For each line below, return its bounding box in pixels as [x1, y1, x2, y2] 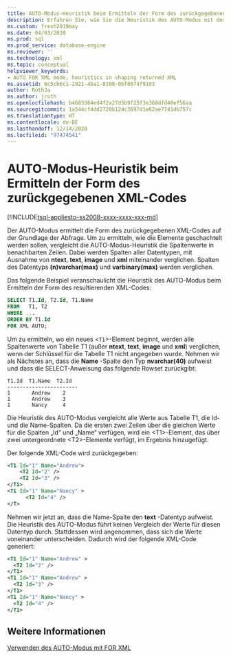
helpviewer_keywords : [7, 67, 69, 74]
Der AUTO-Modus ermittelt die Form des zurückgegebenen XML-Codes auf [7, 226, 221, 234]
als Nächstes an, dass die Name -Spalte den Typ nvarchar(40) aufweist [7, 357, 212, 365]
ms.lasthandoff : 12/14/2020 [7, 125, 88, 132]
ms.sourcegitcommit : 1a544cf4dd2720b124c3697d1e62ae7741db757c [7, 106, 192, 113]
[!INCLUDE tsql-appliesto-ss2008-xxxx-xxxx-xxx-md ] [7, 213, 158, 221]
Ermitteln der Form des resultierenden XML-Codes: [7, 283, 152, 292]
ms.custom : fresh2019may [7, 23, 78, 30]
